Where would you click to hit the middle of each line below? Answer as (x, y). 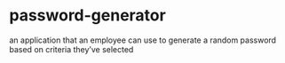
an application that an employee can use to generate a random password (143, 40)
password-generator (87, 16)
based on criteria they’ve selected (71, 49)
